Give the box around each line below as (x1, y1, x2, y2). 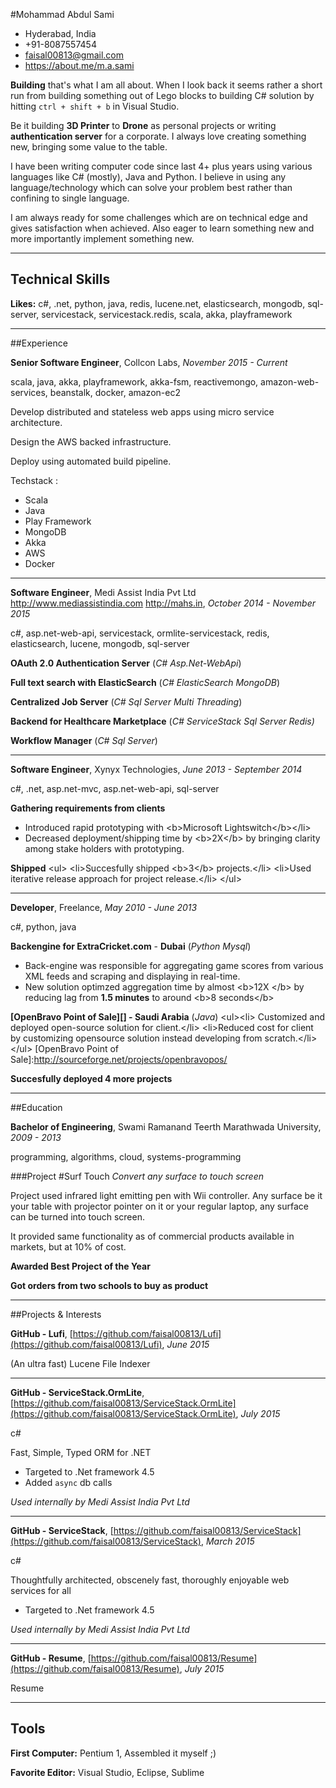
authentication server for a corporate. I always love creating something (10, 130, 307, 142)
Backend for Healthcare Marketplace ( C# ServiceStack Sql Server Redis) (10, 715, 315, 727)
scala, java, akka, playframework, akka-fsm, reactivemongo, (10, 375, 259, 388)
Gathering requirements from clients (10, 802, 166, 814)
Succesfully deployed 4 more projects (10, 1072, 173, 1084)
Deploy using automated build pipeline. (10, 455, 172, 467)
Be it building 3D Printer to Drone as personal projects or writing (10, 120, 277, 131)
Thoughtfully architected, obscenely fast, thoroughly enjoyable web (10, 1574, 290, 1586)
